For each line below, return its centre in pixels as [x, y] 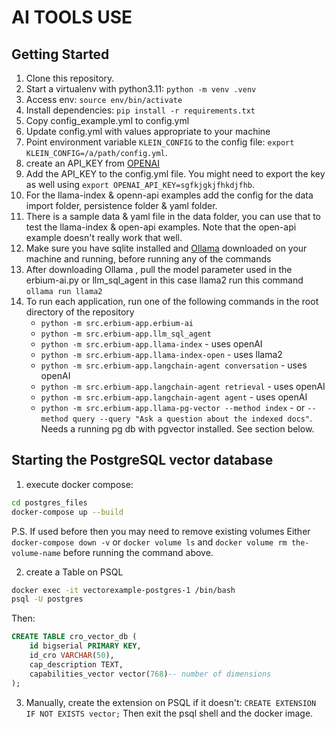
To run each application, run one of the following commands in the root [172, 301]
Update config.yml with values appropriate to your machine [148, 131]
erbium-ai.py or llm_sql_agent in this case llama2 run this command [164, 280]
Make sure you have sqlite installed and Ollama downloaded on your [166, 248]
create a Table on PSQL [74, 572]
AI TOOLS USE [72, 17]
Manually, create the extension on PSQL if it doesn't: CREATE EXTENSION [171, 702]
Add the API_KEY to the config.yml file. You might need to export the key [175, 174]
